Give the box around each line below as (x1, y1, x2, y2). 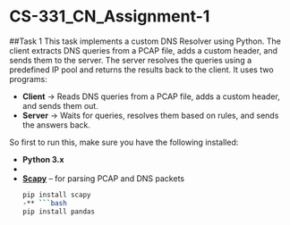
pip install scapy (21, 190, 91, 199)
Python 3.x (21, 154, 64, 164)
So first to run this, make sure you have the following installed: (9, 137, 239, 147)
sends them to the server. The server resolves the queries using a (9, 54, 252, 65)
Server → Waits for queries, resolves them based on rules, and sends (21, 110, 279, 121)
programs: (9, 73, 47, 84)
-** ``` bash (21, 198, 67, 207)
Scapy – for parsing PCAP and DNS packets (21, 172, 185, 184)
